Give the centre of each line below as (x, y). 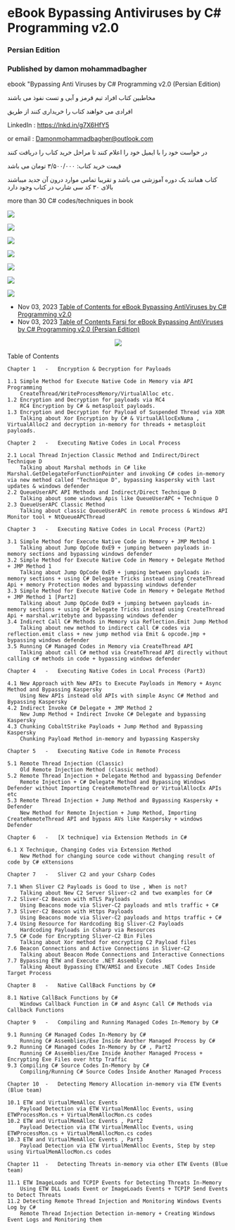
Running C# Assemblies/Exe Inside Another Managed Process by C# (118, 1041)
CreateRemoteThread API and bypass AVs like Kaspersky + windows (105, 819)
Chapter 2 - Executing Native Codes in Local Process (94, 443)
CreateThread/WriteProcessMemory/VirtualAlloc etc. (97, 394)
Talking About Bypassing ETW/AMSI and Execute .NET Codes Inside (118, 967)
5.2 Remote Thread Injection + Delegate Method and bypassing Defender (114, 776)
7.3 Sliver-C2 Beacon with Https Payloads (70, 912)
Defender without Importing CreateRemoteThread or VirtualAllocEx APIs (114, 788)
